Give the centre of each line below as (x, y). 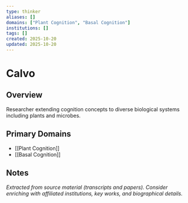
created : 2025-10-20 (32, 39)
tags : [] (17, 34)
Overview (24, 95)
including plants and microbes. (43, 115)
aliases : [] (21, 17)
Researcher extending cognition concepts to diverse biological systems (93, 109)
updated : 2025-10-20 (32, 45)
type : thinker (24, 11)
